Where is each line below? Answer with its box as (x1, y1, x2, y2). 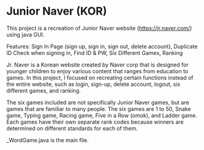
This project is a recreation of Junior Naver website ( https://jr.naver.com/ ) (6, 24, 192, 32)
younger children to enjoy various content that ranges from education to (6, 67, 189, 74)
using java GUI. (6, 30, 45, 38)
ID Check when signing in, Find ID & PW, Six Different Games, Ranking (6, 49, 183, 56)
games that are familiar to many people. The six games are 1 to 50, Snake (6, 105, 191, 112)
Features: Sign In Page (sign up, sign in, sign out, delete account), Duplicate (6, 43, 198, 50)
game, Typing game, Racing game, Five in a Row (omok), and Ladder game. (6, 112, 197, 119)
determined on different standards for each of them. (6, 124, 138, 132)
